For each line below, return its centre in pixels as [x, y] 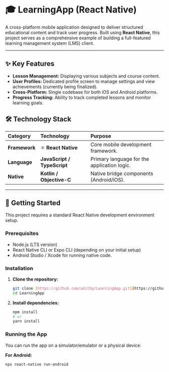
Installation [19, 268]
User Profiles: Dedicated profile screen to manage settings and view [83, 81]
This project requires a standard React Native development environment [80, 215]
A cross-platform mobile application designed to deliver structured [74, 27]
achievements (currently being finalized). [55, 87]
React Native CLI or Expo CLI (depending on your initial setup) [77, 250]
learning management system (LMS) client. [50, 43]
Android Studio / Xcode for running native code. [62, 255]
